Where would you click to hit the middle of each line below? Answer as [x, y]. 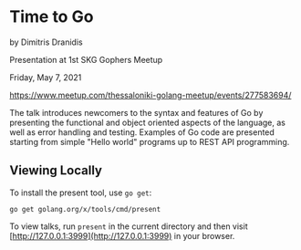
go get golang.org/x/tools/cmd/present [85, 209]
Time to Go [52, 17]
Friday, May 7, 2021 [46, 77]
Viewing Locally [56, 171]
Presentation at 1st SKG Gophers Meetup [86, 59]
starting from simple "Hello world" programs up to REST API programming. [150, 141]
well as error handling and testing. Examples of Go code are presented [142, 132]
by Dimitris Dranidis [47, 42]
